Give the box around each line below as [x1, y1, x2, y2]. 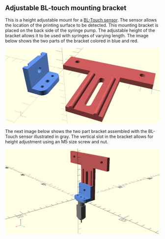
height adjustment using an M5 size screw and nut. [5, 139, 109, 145]
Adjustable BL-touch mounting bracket [5, 4, 127, 12]
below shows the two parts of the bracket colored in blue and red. [5, 38, 138, 44]
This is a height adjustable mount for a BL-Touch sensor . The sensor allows [5, 17, 157, 23]
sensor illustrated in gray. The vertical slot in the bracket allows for [19, 133, 154, 139]
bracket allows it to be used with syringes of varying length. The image [5, 32, 149, 38]
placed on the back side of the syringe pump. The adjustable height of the [5, 27, 156, 33]
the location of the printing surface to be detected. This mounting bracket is [5, 22, 159, 28]
